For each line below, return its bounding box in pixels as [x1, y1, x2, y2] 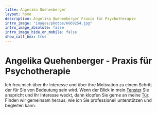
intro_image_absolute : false [5, 25, 64, 30]
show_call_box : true [5, 35, 47, 39]
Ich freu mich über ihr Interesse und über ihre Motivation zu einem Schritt [5, 81, 152, 88]
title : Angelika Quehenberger [5, 7, 67, 12]
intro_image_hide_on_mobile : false [5, 30, 77, 35]
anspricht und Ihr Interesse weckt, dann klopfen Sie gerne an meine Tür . [5, 92, 150, 98]
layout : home [5, 12, 32, 17]
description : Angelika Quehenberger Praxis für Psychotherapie [5, 16, 136, 21]
